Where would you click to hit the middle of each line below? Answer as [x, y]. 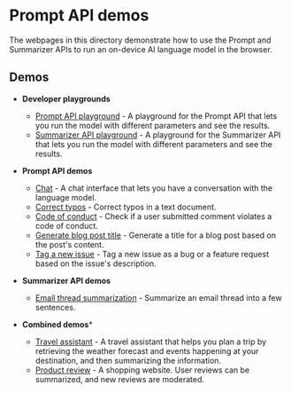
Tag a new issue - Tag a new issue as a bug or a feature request [152, 254]
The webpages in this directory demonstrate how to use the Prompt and [140, 40]
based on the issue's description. [96, 263]
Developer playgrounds [66, 98]
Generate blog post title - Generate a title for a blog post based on [156, 235]
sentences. [55, 307]
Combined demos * [57, 324]
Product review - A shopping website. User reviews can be [142, 370]
